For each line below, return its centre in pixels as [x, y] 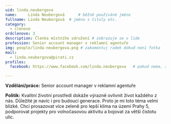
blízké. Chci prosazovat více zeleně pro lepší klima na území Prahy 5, [78, 106]
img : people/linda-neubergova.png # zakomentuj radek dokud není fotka [83, 48]
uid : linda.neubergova [29, 10]
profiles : [16, 62]
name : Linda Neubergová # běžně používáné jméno [68, 15]
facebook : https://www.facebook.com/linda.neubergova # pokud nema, [86, 67]
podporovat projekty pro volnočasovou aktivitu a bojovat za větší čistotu [81, 112]
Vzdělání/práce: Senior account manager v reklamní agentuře [70, 86]
